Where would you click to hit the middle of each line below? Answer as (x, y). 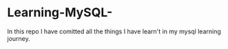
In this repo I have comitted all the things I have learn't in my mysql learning (114, 31)
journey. (19, 38)
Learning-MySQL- (60, 13)
